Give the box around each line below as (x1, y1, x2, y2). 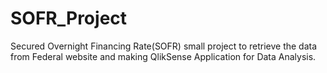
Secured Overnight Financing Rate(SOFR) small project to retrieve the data (10, 40, 318, 52)
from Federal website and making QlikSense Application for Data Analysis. (10, 50, 317, 62)
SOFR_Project (10, 7, 128, 30)
